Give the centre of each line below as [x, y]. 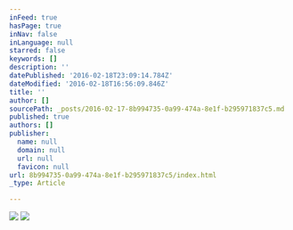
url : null [35, 158]
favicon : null [43, 167]
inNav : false [33, 34]
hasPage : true [36, 26]
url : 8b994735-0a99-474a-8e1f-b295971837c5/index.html [113, 175]
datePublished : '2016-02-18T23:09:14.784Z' [91, 76]
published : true [39, 117]
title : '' [28, 92]
